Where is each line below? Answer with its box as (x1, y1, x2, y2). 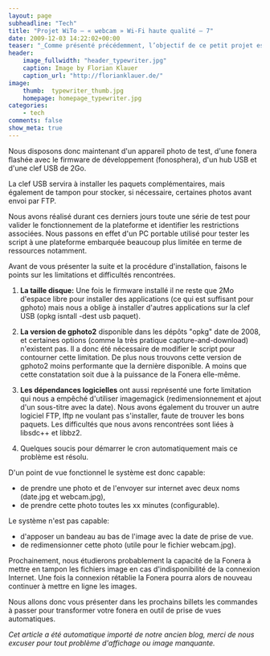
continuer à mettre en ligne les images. (8, 581, 137, 591)
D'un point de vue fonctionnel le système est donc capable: (8, 468, 206, 477)
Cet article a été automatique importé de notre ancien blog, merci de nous (8, 629, 255, 639)
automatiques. (8, 613, 56, 624)
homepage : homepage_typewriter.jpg (22, 94, 142, 102)
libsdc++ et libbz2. (19, 427, 83, 437)
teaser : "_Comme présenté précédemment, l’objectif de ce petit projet (8, 42, 253, 50)
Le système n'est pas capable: (8, 516, 110, 526)
